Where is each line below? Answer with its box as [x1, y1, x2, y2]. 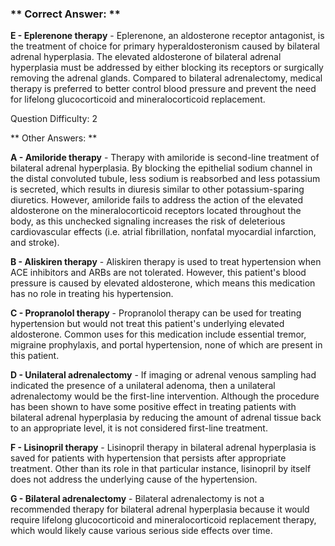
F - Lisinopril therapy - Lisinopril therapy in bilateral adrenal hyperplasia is [10, 442, 317, 454]
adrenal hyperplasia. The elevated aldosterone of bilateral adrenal [10, 51, 282, 63]
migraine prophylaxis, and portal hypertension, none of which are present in [10, 339, 323, 351]
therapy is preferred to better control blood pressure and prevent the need [10, 83, 317, 95]
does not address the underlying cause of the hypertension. [10, 473, 258, 486]
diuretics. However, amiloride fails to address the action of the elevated [10, 194, 304, 206]
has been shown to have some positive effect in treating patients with [10, 401, 297, 413]
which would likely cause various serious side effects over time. [10, 525, 273, 537]
